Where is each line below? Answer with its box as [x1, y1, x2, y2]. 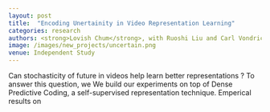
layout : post [8, 11, 52, 20]
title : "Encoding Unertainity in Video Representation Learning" [8, 19, 235, 27]
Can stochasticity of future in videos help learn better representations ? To [8, 71, 255, 80]
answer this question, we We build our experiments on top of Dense [8, 79, 233, 89]
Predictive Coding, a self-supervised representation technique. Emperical [8, 88, 252, 97]
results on [8, 97, 42, 106]
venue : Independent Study [8, 49, 95, 57]
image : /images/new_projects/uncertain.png [8, 42, 157, 50]
